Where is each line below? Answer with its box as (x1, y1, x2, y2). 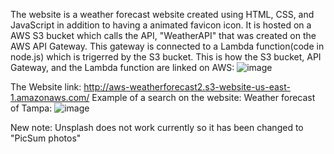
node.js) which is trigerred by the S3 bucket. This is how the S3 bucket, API (10, 51, 322, 63)
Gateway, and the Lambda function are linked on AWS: (10, 62, 235, 73)
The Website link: (10, 81, 82, 93)
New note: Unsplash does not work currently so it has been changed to (10, 122, 304, 133)
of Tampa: (10, 102, 53, 114)
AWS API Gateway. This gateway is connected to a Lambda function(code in (10, 40, 325, 52)
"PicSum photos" (10, 132, 82, 144)
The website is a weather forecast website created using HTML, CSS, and (10, 9, 315, 20)
